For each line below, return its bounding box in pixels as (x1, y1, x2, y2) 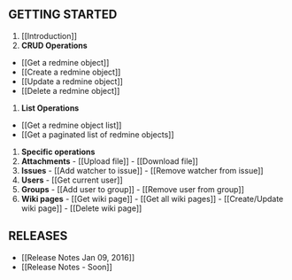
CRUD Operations (20, 40, 88, 51)
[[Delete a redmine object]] (20, 85, 120, 96)
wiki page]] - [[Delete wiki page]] (20, 203, 142, 214)
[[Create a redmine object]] (20, 66, 121, 77)
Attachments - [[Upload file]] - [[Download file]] (20, 155, 198, 167)
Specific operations (20, 146, 96, 157)
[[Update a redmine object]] (20, 75, 123, 87)
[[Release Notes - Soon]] (20, 261, 112, 272)
